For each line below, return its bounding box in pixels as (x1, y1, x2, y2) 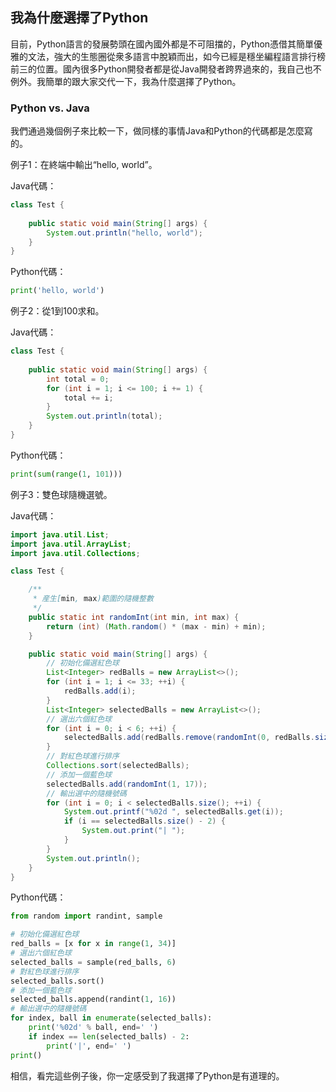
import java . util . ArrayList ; (10, 539, 132, 549)
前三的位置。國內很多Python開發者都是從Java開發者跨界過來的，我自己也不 (10, 63, 322, 75)
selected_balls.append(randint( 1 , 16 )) (10, 994, 177, 1005)
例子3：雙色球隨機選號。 (10, 488, 113, 500)
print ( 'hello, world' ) (10, 286, 105, 296)
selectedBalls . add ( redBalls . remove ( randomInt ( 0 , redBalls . (63, 733, 315, 743)
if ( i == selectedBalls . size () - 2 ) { (63, 816, 226, 827)
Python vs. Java (10, 101, 90, 115)
